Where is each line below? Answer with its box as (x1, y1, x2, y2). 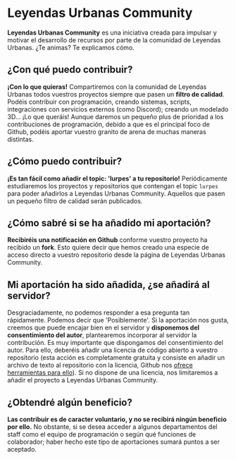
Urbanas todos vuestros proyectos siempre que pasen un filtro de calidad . (7, 90, 225, 98)
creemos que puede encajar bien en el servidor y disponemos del (7, 323, 199, 332)
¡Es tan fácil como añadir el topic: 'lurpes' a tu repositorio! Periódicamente (7, 174, 228, 183)
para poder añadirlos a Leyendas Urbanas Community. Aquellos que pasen (7, 189, 225, 198)
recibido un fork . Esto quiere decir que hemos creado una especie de (7, 243, 209, 252)
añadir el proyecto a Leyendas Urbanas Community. (7, 376, 159, 385)
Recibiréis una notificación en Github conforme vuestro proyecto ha (7, 236, 208, 244)
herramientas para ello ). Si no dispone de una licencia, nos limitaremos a (7, 368, 218, 377)
